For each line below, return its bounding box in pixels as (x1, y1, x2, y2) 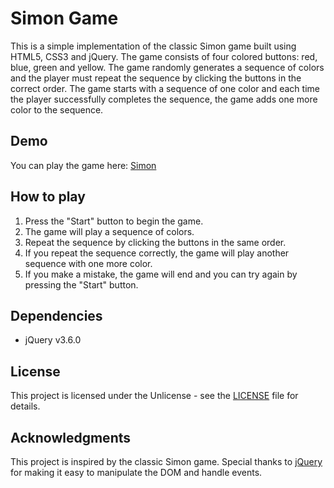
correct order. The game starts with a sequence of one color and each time (10, 82, 320, 94)
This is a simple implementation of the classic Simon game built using (10, 40, 297, 52)
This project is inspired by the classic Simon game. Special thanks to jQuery (10, 456, 323, 467)
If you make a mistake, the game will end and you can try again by (24, 268, 298, 280)
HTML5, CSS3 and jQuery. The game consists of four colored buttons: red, (10, 50, 318, 62)
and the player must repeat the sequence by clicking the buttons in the (10, 72, 302, 84)
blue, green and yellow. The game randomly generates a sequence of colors (10, 61, 325, 73)
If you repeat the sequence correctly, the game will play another (24, 247, 290, 259)
